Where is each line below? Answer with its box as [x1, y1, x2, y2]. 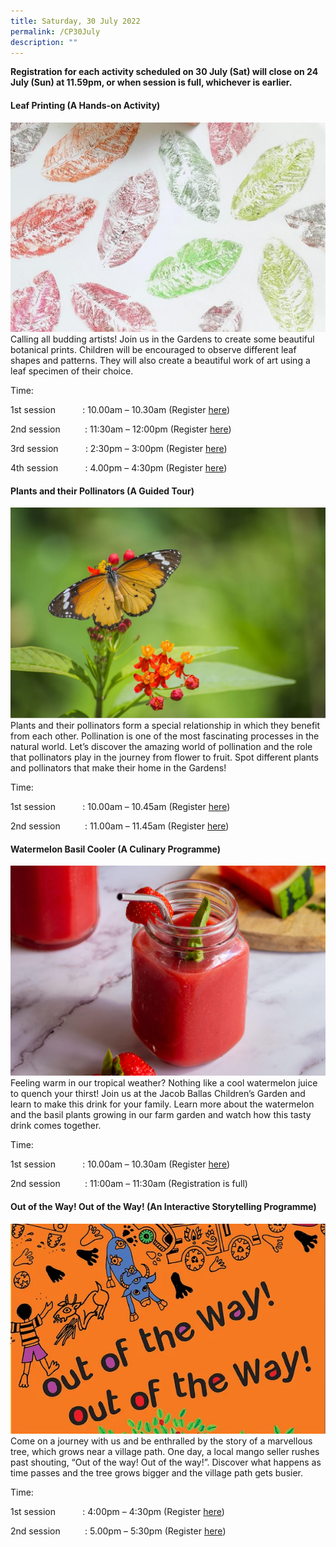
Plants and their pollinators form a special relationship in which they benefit [10, 720, 321, 732]
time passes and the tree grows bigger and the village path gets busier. [10, 1466, 304, 1479]
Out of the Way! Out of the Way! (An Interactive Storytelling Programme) [10, 1200, 317, 1212]
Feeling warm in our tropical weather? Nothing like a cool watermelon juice [10, 1077, 318, 1089]
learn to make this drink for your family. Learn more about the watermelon [10, 1098, 315, 1110]
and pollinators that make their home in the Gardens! [10, 762, 227, 774]
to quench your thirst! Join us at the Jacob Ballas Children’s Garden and [10, 1088, 306, 1100]
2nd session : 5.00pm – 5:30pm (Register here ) [10, 1525, 227, 1537]
